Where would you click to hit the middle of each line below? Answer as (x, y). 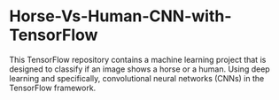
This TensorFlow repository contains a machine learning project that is (138, 59)
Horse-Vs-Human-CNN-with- (120, 16)
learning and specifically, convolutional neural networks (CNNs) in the (137, 78)
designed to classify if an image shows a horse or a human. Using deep (139, 69)
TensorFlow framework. (53, 88)
